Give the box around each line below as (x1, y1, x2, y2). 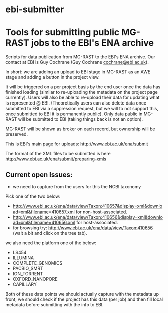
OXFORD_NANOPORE (12, 276, 58, 282)
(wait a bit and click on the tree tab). (12, 230, 87, 236)
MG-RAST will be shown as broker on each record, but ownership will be (5, 126, 155, 132)
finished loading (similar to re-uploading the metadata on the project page (5, 89, 158, 95)
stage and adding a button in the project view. (5, 74, 100, 80)
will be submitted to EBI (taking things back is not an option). (18, 116, 143, 122)
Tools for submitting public (5, 27, 120, 38)
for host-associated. (76, 219, 118, 225)
